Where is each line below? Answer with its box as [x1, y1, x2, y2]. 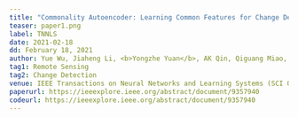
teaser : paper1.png [9, 21, 82, 30]
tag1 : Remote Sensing [9, 63, 90, 72]
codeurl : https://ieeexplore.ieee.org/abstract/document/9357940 [9, 95, 255, 105]
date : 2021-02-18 [9, 37, 74, 47]
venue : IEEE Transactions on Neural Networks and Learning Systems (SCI [9, 79, 284, 88]
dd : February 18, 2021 [9, 46, 93, 55]
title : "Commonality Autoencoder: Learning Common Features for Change [9, 12, 279, 22]
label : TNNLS [9, 29, 58, 38]
